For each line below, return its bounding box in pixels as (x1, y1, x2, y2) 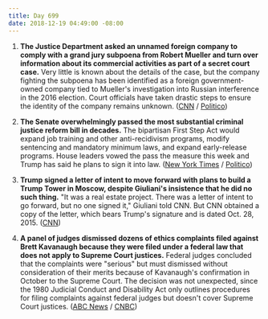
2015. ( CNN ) (19, 218, 62, 227)
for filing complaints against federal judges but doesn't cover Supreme (19, 292, 254, 302)
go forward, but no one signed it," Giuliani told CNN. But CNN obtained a (19, 200, 259, 210)
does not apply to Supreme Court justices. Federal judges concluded (19, 250, 253, 260)
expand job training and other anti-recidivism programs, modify (19, 133, 230, 143)
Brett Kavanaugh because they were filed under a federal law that (19, 242, 244, 252)
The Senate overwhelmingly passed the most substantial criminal (19, 117, 244, 126)
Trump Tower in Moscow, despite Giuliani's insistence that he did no (19, 183, 253, 193)
